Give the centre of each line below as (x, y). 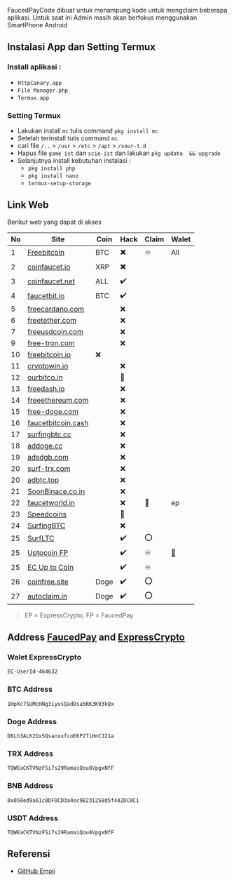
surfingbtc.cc (49, 434)
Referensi (29, 854)
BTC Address (30, 689)
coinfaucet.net (51, 281)
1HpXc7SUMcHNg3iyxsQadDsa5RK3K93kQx (61, 704)
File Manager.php (43, 91)
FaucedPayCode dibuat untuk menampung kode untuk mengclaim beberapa (117, 10)
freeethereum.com (58, 400)
